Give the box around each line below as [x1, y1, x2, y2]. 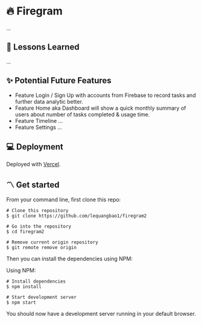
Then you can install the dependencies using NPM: [6, 255, 133, 263]
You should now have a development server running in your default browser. [6, 310, 196, 318]
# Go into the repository [6, 224, 71, 230]
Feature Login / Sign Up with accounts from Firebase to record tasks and [14, 92, 196, 99]
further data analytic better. [14, 98, 83, 105]
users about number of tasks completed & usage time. [14, 110, 150, 118]
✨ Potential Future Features [6, 75, 112, 86]
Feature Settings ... [14, 124, 62, 131]
